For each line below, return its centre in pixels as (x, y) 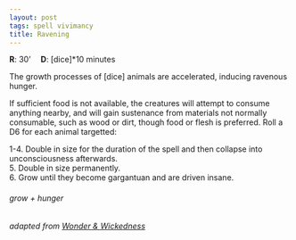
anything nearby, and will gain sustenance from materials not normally (138, 113)
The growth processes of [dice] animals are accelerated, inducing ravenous (148, 77)
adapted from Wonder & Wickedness (77, 226)
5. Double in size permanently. (65, 168)
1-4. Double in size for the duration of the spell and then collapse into (136, 149)
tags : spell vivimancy (51, 26)
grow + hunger (37, 198)
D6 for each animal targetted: (63, 132)
